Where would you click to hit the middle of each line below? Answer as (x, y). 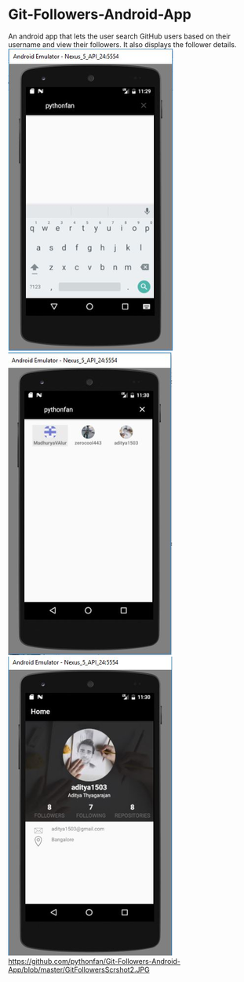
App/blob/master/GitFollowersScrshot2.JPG (79, 969)
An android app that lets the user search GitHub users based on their (120, 36)
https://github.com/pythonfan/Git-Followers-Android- (94, 961)
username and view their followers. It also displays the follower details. (122, 44)
